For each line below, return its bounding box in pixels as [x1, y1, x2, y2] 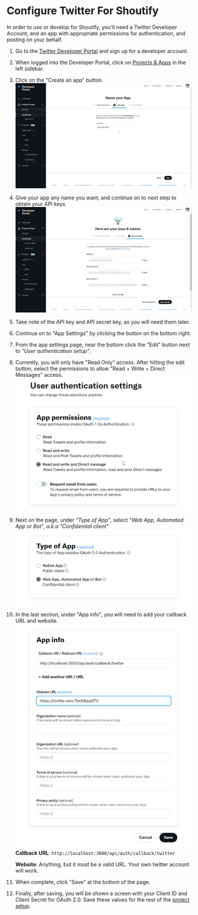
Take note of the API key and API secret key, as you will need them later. [15, 318, 190, 325]
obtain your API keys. [15, 201, 67, 208]
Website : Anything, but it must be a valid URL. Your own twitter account [15, 860, 190, 868]
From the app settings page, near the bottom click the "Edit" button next [15, 341, 190, 348]
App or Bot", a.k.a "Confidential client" [15, 523, 109, 530]
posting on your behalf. [6, 36, 63, 43]
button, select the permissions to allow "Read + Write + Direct [15, 365, 165, 372]
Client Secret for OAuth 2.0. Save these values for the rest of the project [15, 896, 190, 903]
